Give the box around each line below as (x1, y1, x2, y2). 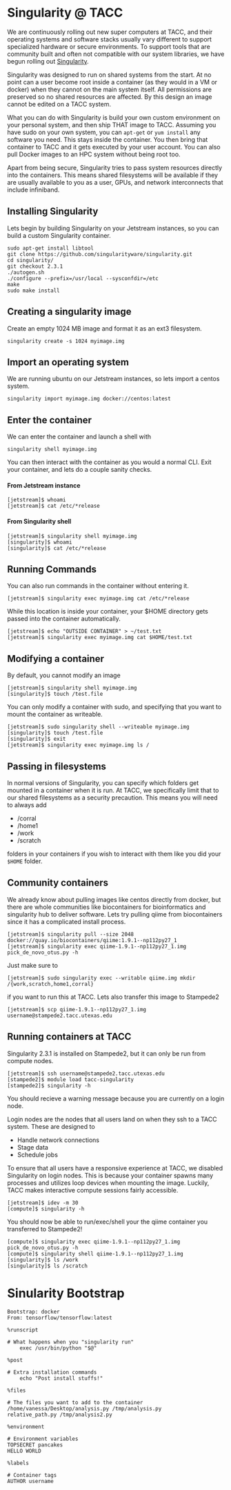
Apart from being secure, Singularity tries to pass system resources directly (7, 163, 223, 172)
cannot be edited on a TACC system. (7, 100, 112, 108)
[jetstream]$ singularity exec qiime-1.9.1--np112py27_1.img (7, 943, 187, 950)
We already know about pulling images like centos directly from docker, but (7, 895, 221, 903)
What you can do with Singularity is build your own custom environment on (7, 113, 221, 122)
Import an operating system (7, 356, 130, 368)
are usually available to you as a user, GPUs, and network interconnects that (7, 178, 223, 186)
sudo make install (7, 287, 60, 294)
